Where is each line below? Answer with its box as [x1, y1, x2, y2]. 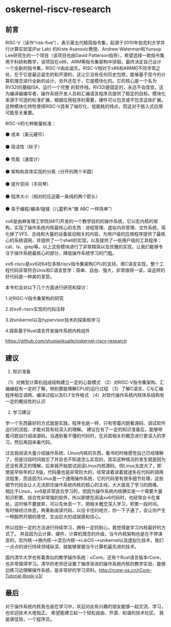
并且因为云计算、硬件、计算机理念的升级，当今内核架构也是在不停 [19, 531, 158, 537]
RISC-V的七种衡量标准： [5, 121, 56, 126]
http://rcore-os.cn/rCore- [99, 567, 152, 573]
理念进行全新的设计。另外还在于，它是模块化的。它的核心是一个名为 [14, 78, 157, 84]
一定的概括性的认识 [5, 398, 46, 404]
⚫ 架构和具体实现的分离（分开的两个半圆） [5, 169, 96, 174]
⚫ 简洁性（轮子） [5, 144, 42, 150]
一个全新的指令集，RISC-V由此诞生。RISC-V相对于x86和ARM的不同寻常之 [5, 65, 161, 71]
